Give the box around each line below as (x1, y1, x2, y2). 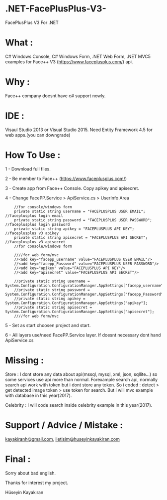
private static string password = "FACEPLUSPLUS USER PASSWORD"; (14, 217, 153, 222)
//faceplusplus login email (5, 213, 64, 218)
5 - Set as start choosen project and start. (5, 322, 91, 328)
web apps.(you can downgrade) (5, 132, 71, 138)
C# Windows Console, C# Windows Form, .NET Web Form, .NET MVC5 (5, 53, 151, 59)
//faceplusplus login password (5, 222, 70, 227)
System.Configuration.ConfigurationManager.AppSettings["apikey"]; (5, 300, 148, 306)
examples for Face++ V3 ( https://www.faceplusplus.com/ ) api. (5, 58, 133, 65)
